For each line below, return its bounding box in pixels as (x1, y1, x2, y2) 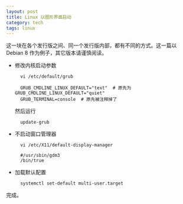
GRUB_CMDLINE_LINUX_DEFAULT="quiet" (14, 90, 105, 96)
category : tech (6, 19, 44, 25)
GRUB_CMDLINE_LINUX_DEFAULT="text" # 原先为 (20, 85, 132, 91)
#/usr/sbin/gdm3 (20, 153, 60, 159)
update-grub (20, 119, 50, 126)
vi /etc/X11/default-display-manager (20, 142, 113, 148)
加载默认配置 (14, 169, 46, 176)
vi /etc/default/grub (20, 74, 74, 80)
